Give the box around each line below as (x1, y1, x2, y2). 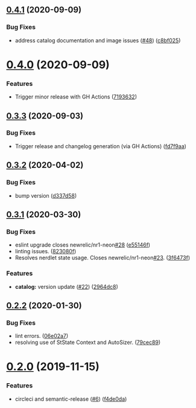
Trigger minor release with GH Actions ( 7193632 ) (14, 93, 138, 100)
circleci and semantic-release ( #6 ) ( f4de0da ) (14, 395, 127, 403)
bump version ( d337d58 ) (14, 192, 77, 199)
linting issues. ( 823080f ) (14, 248, 77, 255)
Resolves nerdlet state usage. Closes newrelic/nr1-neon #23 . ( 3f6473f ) (14, 254, 191, 262)
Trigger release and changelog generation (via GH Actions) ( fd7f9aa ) (14, 142, 187, 150)
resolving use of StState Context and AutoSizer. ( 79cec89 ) (14, 338, 161, 346)
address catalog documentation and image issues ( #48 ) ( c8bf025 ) (14, 36, 181, 44)
